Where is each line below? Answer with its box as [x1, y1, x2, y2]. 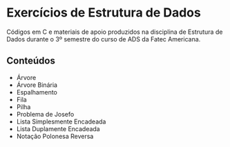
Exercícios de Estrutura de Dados [6, 5, 201, 21]
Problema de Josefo [16, 110, 75, 118]
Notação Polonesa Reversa [16, 132, 94, 140]
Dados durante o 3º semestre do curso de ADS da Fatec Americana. [6, 35, 201, 43]
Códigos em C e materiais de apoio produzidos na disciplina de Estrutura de [6, 28, 223, 36]
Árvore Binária [16, 81, 58, 89]
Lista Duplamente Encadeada [16, 124, 101, 133]
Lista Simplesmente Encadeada [16, 117, 106, 126]
